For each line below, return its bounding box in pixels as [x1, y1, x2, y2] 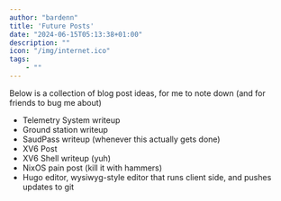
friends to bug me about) [9, 97, 102, 108]
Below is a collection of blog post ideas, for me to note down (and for [9, 87, 266, 99]
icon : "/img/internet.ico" [9, 47, 111, 56]
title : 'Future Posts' [9, 22, 95, 31]
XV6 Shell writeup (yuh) [22, 153, 111, 163]
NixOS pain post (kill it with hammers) [22, 162, 163, 173]
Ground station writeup [22, 124, 108, 135]
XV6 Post [22, 143, 58, 153]
